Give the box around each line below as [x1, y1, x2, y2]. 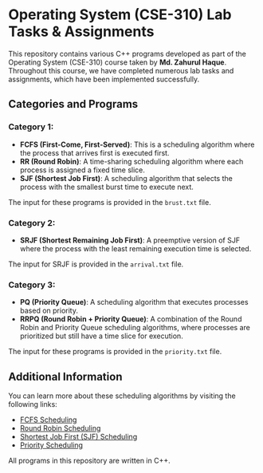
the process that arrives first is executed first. [19, 148, 170, 157]
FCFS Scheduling [19, 415, 77, 424]
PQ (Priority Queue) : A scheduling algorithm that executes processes [19, 298, 249, 307]
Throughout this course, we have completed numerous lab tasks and [8, 65, 234, 75]
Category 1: [8, 121, 54, 132]
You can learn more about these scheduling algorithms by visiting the [8, 391, 237, 400]
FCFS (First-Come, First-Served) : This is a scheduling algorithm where [19, 140, 255, 149]
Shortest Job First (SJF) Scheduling [19, 432, 138, 442]
